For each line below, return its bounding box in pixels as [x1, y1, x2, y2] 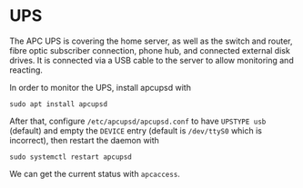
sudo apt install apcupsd [9, 99, 107, 109]
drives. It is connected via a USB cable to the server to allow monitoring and [9, 54, 294, 65]
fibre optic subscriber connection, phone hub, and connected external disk [9, 45, 291, 55]
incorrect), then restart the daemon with [9, 134, 159, 145]
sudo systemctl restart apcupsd [9, 152, 132, 162]
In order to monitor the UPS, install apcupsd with [9, 82, 191, 93]
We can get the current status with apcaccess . [9, 168, 180, 179]
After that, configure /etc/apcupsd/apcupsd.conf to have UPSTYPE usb [9, 115, 267, 126]
